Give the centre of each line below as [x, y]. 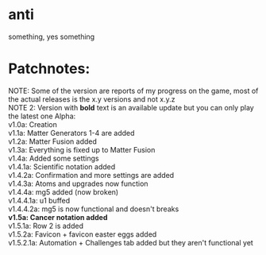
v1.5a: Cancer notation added [58, 217]
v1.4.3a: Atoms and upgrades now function [78, 184]
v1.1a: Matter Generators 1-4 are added [71, 133]
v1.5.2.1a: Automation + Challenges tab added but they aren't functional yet [131, 242]
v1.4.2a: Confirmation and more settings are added [91, 175]
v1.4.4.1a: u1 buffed [39, 200]
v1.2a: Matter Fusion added [53, 141]
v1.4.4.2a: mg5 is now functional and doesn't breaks [94, 209]
